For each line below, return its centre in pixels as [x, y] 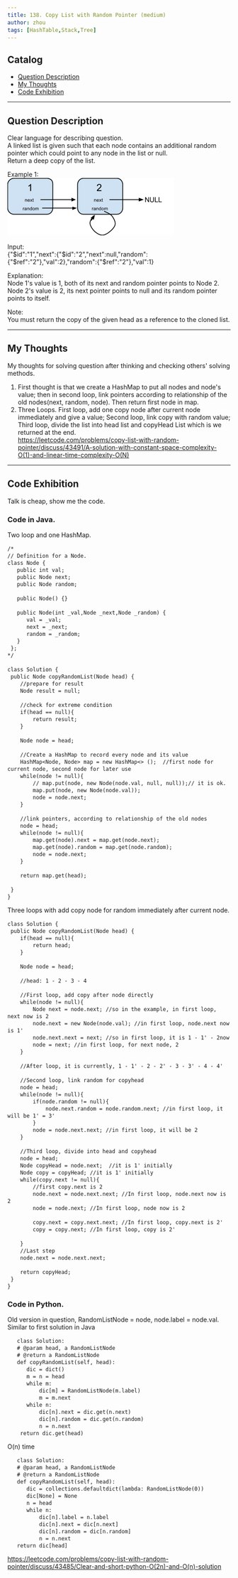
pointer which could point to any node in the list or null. [87, 153]
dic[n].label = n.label [74, 1518]
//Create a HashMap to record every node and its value [104, 755]
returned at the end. [47, 432]
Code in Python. [36, 1304]
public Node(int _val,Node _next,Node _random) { [91, 612]
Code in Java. [31, 519]
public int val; [41, 570]
